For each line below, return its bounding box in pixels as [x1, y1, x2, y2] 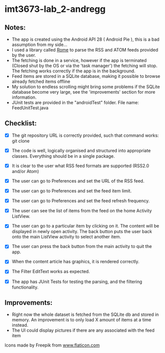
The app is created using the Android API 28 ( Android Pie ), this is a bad [11, 36, 160, 42]
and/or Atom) [11, 169, 39, 174]
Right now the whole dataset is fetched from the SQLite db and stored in [11, 311, 159, 318]
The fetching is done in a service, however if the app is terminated [11, 58, 147, 63]
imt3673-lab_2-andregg [4, 3, 106, 15]
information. [11, 94, 37, 100]
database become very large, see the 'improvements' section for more [11, 89, 156, 95]
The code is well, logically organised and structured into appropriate [11, 147, 151, 153]
